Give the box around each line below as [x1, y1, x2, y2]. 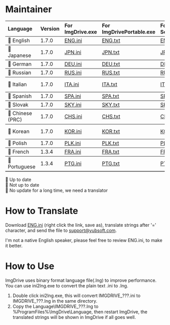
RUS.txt [102, 69, 120, 76]
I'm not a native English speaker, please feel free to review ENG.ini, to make [5, 237, 163, 243]
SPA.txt [102, 93, 119, 100]
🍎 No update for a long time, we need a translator [5, 187, 108, 193]
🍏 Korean [8, 128, 30, 135]
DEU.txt [102, 60, 120, 67]
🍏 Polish [8, 139, 27, 146]
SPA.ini [64, 93, 81, 100]
